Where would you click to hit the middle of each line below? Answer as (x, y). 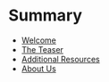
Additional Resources (60, 59)
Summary (45, 16)
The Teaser (42, 49)
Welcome (39, 40)
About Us (39, 69)
